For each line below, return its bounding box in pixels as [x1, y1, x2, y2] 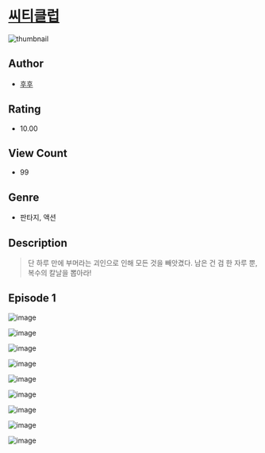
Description [8, 236, 67, 250]
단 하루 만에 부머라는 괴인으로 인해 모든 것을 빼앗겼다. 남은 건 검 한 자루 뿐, [27, 259, 258, 267]
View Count [8, 146, 67, 159]
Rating [8, 102, 41, 116]
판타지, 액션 [19, 213, 57, 222]
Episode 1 [8, 291, 57, 305]
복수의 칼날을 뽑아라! [27, 268, 92, 278]
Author [8, 57, 44, 71]
